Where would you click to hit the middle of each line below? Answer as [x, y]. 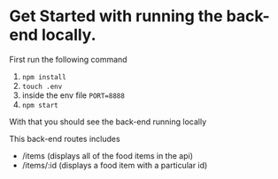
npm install [44, 77]
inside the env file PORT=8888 [73, 95]
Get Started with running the [116, 16]
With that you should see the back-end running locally [108, 122]
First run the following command [68, 59]
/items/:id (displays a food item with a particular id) [115, 165]
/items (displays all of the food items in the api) [107, 155]
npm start [40, 105]
